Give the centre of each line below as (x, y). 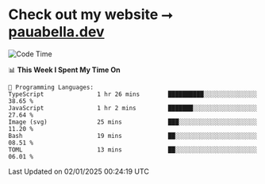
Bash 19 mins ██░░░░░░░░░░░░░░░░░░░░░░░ (133, 136)
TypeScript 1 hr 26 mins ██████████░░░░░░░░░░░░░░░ (133, 94)
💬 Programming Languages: (51, 87)
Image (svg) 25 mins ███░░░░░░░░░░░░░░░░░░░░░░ (133, 122)
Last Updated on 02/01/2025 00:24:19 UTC (79, 171)
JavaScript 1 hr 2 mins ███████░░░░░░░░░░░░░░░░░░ (133, 108)
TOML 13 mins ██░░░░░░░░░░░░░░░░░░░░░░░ (133, 149)
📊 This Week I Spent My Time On (64, 70)
